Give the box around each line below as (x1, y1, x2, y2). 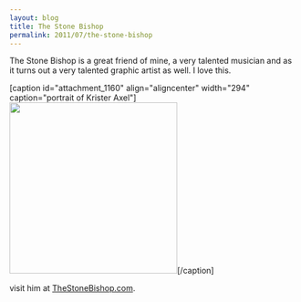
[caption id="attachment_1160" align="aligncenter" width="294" (9, 83, 251, 94)
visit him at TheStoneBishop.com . (9, 283, 136, 294)
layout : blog (9, 13, 59, 23)
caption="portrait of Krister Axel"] (9, 92, 137, 103)
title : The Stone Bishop (9, 22, 104, 31)
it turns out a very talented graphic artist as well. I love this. (9, 65, 232, 76)
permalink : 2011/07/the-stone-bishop (9, 30, 153, 39)
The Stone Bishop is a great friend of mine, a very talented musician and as (9, 56, 293, 67)
